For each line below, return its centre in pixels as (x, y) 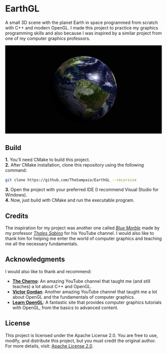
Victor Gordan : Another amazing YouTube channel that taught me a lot (85, 292)
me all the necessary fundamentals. (42, 244)
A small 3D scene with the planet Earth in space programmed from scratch (82, 22)
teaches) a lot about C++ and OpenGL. (52, 286)
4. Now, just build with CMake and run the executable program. (70, 200)
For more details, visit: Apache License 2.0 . (49, 346)
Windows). (16, 195)
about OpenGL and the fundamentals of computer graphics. (74, 297)
